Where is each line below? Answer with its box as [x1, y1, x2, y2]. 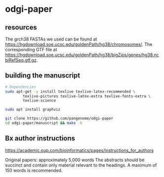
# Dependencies [5, 84, 36, 89]
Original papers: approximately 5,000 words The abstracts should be [5, 157, 145, 163]
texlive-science [23, 98, 56, 103]
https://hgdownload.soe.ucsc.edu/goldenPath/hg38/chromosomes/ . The [5, 41, 153, 47]
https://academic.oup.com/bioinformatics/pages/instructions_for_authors [5, 147, 154, 153]
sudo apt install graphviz [5, 107, 61, 112]
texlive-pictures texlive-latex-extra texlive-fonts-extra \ [23, 94, 151, 99]
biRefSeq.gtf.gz [5, 57, 37, 63]
